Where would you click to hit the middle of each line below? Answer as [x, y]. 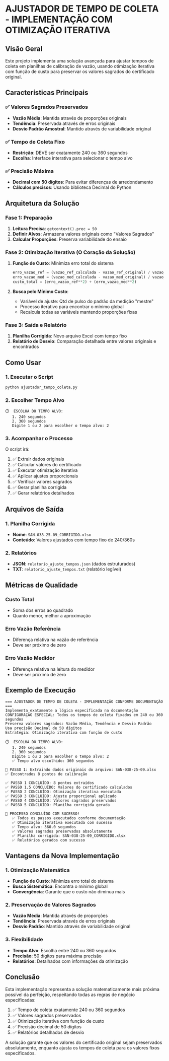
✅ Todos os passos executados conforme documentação [69, 818]
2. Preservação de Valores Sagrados [51, 905]
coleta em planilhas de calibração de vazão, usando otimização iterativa [80, 66]
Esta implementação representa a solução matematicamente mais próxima [82, 989]
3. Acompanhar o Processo [39, 438]
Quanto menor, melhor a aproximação [52, 616]
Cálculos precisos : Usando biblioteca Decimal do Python [72, 187]
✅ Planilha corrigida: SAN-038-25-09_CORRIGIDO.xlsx [69, 836]
